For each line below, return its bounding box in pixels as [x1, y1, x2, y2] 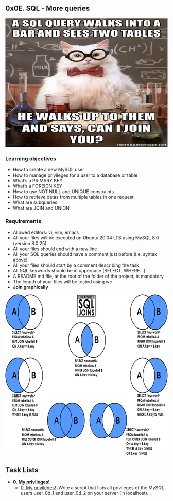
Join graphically [12, 284, 48, 290]
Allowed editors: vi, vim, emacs [12, 229, 79, 236]
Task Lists [5, 465, 39, 474]
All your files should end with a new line [12, 246, 97, 252]
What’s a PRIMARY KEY [12, 178, 63, 184]
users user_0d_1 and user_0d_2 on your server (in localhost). [20, 490, 149, 496]
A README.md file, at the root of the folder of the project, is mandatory [12, 273, 164, 280]
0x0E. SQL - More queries [5, 4, 90, 13]
